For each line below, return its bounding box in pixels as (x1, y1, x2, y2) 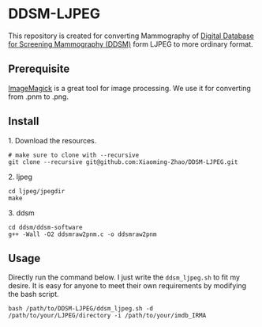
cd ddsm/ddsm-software (8, 223, 83, 231)
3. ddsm (8, 207, 36, 218)
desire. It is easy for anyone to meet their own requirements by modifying (8, 281, 247, 291)
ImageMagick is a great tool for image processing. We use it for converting (8, 83, 251, 93)
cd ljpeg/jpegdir (8, 187, 65, 195)
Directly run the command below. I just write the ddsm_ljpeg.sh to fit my (8, 272, 241, 282)
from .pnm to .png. (8, 92, 69, 101)
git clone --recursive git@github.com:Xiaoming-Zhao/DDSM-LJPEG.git (8, 158, 238, 166)
